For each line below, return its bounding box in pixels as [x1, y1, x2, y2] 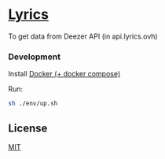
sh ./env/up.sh [8, 100, 58, 108]
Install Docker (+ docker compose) [8, 69, 121, 79]
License [8, 121, 48, 135]
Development [8, 51, 61, 62]
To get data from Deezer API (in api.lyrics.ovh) [8, 31, 159, 41]
